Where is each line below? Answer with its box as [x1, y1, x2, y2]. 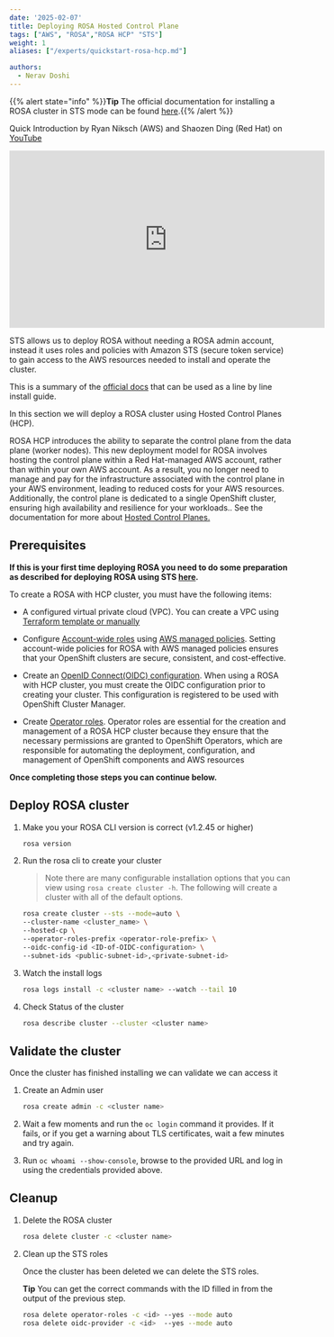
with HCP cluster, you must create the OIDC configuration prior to [22, 679, 266, 690]
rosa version [22, 839, 72, 848]
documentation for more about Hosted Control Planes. [9, 511, 211, 522]
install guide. [9, 391, 57, 402]
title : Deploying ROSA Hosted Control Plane [9, 22, 179, 31]
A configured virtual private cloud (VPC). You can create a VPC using [22, 606, 279, 617]
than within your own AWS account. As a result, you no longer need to [9, 464, 270, 474]
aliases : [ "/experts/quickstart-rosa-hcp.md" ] [9, 47, 187, 56]
